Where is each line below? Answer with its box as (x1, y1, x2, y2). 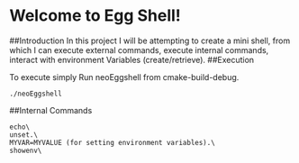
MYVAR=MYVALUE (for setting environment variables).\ (9, 138, 216, 147)
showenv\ (9, 146, 42, 155)
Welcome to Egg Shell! (9, 5, 182, 26)
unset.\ (9, 130, 39, 140)
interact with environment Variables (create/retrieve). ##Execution (9, 54, 255, 65)
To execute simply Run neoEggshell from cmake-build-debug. (9, 71, 240, 82)
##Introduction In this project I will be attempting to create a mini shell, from (9, 35, 291, 46)
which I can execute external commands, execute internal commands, (9, 44, 269, 55)
